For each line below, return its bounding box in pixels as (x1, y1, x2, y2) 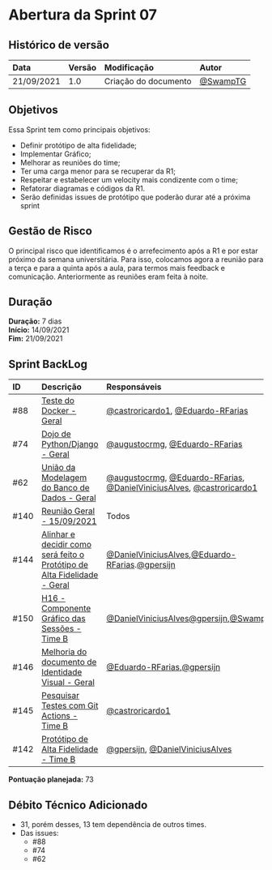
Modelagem (41, 472, 87, 483)
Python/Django (41, 439, 99, 450)
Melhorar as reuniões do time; (19, 157, 121, 167)
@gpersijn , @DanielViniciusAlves (106, 744, 232, 755)
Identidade (41, 666, 83, 678)
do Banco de (41, 482, 91, 494)
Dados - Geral (41, 492, 96, 504)
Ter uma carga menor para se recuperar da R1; (19, 166, 176, 176)
